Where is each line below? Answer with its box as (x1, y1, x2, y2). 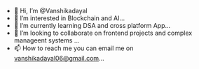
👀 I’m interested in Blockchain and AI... (13, 14, 125, 22)
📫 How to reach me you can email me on (13, 44, 134, 52)
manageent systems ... (13, 36, 80, 45)
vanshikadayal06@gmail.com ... (13, 54, 104, 62)
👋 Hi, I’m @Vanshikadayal (13, 7, 88, 15)
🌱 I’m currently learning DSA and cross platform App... (13, 22, 171, 29)
